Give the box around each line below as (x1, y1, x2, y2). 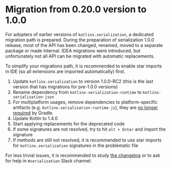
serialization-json (12, 94, 55, 100)
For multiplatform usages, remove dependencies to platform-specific (12, 99, 158, 105)
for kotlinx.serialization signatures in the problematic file (12, 142, 139, 149)
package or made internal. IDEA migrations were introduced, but (5, 47, 140, 54)
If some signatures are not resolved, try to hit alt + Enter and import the (12, 126, 166, 132)
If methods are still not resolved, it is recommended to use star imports (12, 137, 162, 143)
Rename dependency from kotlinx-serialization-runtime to (12, 89, 142, 95)
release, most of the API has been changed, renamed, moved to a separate (5, 42, 163, 48)
